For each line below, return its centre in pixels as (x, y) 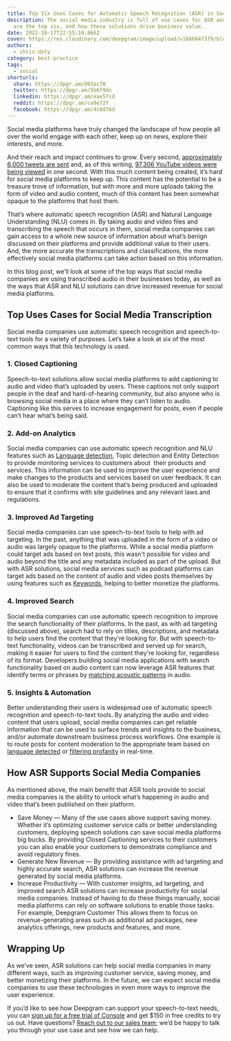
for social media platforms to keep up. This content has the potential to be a (114, 179)
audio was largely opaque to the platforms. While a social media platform (110, 547)
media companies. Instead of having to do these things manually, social (118, 898)
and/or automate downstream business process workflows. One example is (114, 737)
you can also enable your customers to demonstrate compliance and (114, 846)
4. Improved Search (41, 601)
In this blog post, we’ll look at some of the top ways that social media (105, 271)
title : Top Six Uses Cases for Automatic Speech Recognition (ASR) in (110, 13)
